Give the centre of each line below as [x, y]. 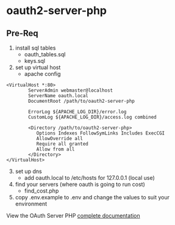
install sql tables [35, 48]
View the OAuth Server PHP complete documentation [73, 216]
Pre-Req [22, 33]
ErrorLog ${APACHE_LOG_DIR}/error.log [77, 112]
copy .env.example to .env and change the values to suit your [92, 197]
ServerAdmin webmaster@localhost [71, 90]
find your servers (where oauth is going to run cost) [80, 184]
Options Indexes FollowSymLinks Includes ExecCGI [101, 133]
